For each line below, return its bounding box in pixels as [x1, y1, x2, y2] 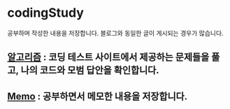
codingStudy [7, 5, 84, 21]
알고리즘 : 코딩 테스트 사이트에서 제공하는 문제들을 [7, 51, 210, 64]
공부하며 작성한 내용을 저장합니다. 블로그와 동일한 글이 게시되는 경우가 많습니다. [7, 29, 224, 37]
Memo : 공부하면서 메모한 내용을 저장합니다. [7, 90, 188, 102]
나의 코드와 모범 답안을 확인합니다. [20, 64, 159, 76]
